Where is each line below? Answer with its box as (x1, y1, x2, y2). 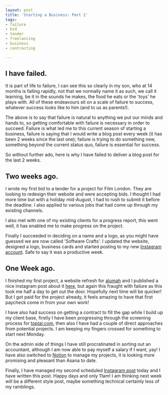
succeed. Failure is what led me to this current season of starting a (5, 125, 146, 131)
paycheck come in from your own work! (5, 300, 90, 306)
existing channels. (5, 207, 44, 213)
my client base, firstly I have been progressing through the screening (5, 315, 151, 321)
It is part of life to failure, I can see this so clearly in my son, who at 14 (5, 83, 153, 89)
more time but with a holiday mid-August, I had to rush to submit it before (5, 196, 160, 203)
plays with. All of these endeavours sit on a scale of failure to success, (5, 99, 154, 105)
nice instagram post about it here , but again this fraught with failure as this (5, 283, 162, 289)
